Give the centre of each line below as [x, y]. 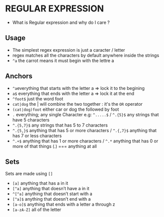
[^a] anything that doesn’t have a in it [51, 189]
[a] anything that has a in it [40, 183]
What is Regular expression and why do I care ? [61, 22]
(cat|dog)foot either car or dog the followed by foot [66, 109]
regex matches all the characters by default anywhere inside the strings [86, 55]
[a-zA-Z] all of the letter [37, 210]
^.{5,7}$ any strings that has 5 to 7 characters [60, 125]
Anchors [19, 76]
